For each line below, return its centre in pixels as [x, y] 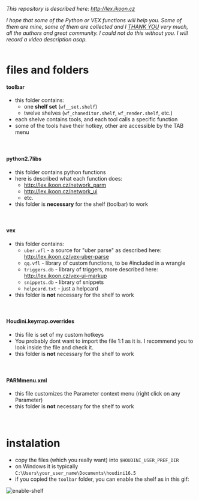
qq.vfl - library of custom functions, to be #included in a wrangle [105, 263]
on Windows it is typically [46, 466]
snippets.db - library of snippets [64, 282]
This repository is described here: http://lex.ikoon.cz [71, 9]
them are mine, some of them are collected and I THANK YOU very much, [97, 27]
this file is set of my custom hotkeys [59, 335]
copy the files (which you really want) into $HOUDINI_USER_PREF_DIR [97, 460]
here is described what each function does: [69, 178]
